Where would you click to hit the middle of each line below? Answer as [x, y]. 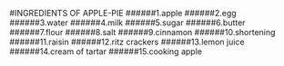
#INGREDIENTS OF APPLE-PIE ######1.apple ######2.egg [123, 13]
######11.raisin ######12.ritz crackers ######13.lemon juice [127, 42]
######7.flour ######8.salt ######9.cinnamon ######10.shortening [142, 32]
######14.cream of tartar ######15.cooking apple [106, 52]
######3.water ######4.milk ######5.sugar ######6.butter [127, 23]
